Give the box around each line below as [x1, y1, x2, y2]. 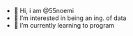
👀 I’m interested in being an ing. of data [13, 14, 127, 22]
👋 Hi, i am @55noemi [13, 7, 75, 15]
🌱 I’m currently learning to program [13, 21, 115, 29]
